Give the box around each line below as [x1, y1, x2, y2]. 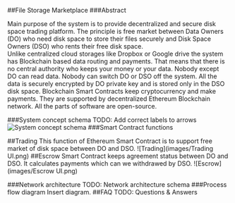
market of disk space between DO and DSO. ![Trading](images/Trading [7, 144, 214, 152]
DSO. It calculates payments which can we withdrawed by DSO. [7, 159, 193, 168]
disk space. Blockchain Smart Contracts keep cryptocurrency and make [7, 87, 217, 95]
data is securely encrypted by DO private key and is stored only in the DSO [7, 80, 225, 87]
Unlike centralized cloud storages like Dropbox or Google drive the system [7, 49, 224, 58]
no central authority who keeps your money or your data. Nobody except [7, 65, 219, 73]
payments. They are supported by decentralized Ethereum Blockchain [7, 94, 210, 103]
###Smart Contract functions [88, 123, 174, 131]
